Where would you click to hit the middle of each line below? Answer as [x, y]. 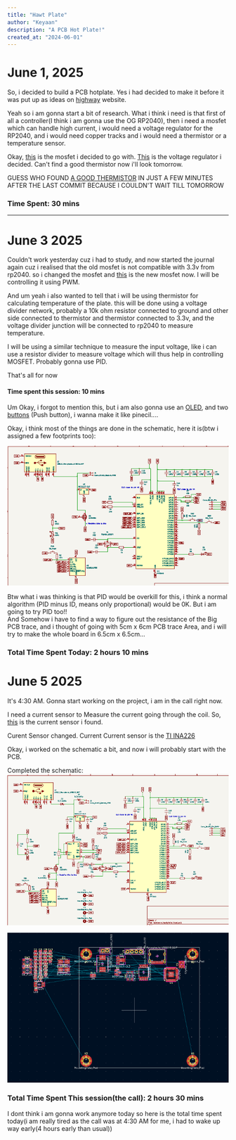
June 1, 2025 [46, 73]
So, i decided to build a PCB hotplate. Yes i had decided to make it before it [116, 92]
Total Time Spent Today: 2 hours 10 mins [78, 652]
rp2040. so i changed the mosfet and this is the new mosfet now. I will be [113, 275]
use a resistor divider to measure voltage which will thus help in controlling [115, 354]
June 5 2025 [45, 681]
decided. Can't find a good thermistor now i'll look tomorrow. [95, 165]
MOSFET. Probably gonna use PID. [57, 361]
